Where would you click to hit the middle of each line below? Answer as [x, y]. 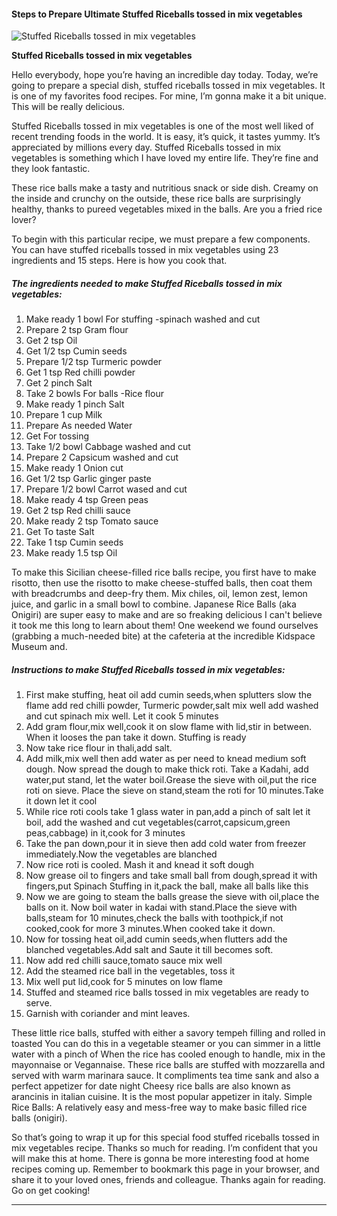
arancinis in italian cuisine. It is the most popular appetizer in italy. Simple [162, 1097]
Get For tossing [57, 436]
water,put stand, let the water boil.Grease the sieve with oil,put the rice [171, 780]
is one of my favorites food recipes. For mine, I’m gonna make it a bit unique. [169, 96]
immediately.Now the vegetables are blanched [121, 854]
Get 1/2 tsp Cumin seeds [76, 351]
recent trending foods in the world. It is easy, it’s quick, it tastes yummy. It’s [166, 137]
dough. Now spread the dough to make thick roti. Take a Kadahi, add [167, 769]
